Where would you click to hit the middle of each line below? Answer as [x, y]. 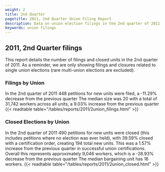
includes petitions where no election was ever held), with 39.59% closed [79, 138]
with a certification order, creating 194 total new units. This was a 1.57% [78, 143]
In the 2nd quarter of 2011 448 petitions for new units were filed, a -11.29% [81, 93]
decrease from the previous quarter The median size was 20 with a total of [81, 99]
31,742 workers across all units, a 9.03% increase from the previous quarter [82, 104]
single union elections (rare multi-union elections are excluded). [70, 70]
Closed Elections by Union [37, 122]
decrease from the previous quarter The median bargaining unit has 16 [77, 159]
